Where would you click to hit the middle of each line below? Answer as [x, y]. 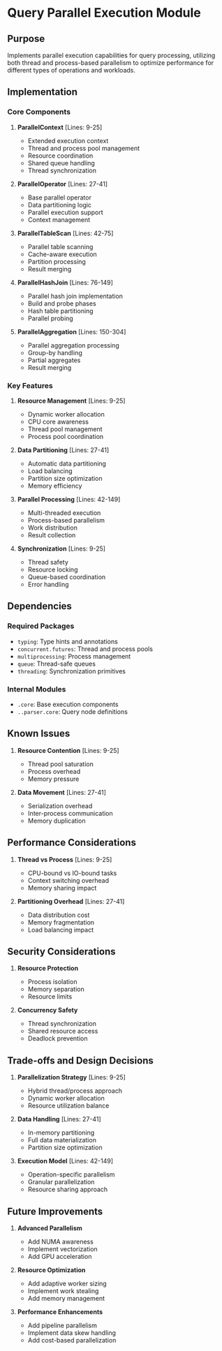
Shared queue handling [61, 163]
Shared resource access [63, 1031]
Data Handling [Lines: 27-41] [59, 1119]
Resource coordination [60, 156]
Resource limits [50, 997]
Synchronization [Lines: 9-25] [61, 548]
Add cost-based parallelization [72, 1341]
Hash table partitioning [60, 311]
